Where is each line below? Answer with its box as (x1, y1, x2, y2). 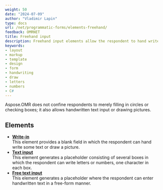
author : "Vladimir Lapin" (5, 16, 57, 21)
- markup (5, 52, 23, 57)
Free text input (12, 170, 43, 176)
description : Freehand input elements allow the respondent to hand (5, 39, 147, 44)
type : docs (5, 20, 27, 26)
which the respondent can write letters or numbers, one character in (12, 160, 149, 166)
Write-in (12, 134, 30, 140)
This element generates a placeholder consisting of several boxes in (12, 155, 149, 160)
